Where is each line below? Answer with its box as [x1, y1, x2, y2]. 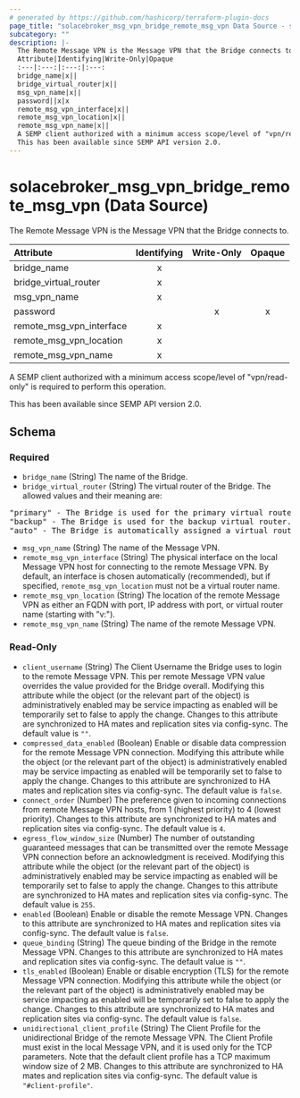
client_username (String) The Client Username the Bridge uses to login [21, 661, 282, 672]
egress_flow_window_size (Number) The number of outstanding [21, 832, 255, 843]
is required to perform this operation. [30, 381, 167, 392]
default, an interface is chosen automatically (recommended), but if [21, 571, 271, 582]
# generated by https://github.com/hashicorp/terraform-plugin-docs [9, 13, 270, 22]
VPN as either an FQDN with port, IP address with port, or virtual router [21, 600, 284, 610]
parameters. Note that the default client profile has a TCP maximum [21, 1051, 271, 1061]
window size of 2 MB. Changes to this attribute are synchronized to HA [21, 1060, 284, 1071]
